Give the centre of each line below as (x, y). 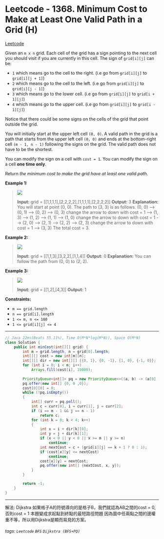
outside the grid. (21, 124)
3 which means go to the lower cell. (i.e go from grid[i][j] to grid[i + (83, 94)
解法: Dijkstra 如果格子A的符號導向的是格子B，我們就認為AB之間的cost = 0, (81, 507)
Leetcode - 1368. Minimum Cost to (76, 9)
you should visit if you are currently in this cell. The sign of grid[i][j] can (80, 58)
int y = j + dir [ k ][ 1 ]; (64, 434)
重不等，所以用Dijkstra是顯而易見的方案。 (47, 519)
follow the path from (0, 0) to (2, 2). (52, 261)
